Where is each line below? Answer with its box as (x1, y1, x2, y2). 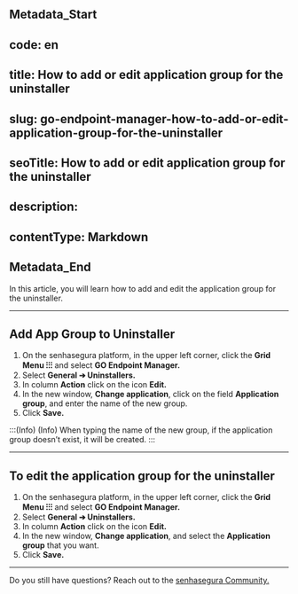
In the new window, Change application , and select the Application (21, 531, 271, 542)
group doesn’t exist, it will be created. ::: (9, 434, 156, 445)
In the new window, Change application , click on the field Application (21, 389, 279, 400)
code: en (9, 37, 59, 52)
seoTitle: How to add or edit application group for (9, 155, 286, 170)
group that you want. (21, 540, 99, 551)
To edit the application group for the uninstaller (9, 468, 275, 483)
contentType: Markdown (9, 230, 149, 245)
